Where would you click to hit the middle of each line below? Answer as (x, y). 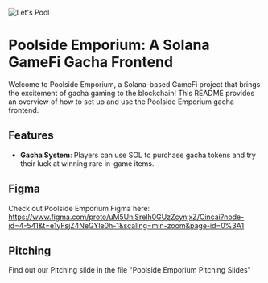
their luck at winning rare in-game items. (87, 163)
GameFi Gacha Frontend (91, 62)
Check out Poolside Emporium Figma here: (79, 208)
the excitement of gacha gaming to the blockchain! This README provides (132, 93)
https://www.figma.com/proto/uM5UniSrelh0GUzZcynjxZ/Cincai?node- (126, 217)
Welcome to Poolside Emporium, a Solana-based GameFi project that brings (134, 84)
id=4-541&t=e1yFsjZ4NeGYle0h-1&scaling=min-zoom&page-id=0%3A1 (126, 225)
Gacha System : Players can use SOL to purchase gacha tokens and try (138, 155)
